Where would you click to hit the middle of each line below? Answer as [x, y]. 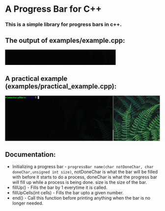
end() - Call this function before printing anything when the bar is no [81, 198]
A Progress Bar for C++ [53, 9]
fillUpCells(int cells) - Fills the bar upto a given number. [68, 192]
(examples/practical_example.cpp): [61, 86]
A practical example [36, 79]
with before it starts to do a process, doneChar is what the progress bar [85, 177]
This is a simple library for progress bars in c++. [63, 25]
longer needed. [27, 203]
